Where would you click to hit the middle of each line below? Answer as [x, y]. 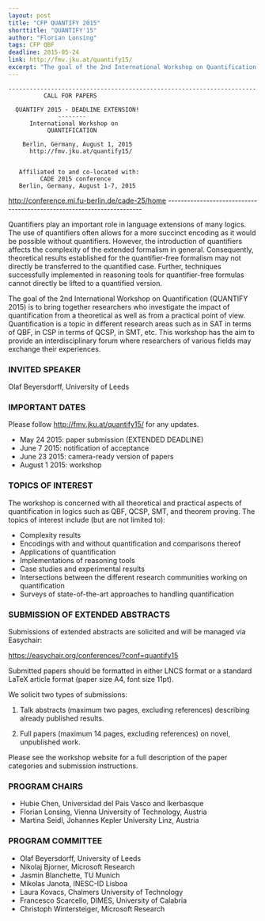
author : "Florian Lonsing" [53, 38]
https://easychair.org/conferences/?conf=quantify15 [93, 655]
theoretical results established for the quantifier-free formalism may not [125, 257]
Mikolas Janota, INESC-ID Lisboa [74, 883]
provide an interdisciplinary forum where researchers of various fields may [130, 341]
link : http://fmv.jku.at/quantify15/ [70, 60]
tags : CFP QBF [32, 45]
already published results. [62, 718]
